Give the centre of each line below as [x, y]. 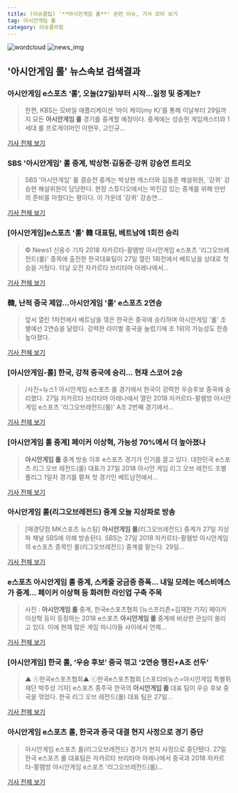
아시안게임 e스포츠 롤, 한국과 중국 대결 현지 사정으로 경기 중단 [106, 732]
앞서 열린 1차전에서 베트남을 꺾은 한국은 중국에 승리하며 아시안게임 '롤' [121, 319]
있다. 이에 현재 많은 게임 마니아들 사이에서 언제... [99, 627]
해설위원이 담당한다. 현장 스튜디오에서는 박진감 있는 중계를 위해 [125, 189]
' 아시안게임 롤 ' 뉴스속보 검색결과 [74, 71]
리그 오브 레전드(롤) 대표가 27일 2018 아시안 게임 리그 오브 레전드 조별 [130, 468]
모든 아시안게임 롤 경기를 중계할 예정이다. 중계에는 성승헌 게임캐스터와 [129, 119]
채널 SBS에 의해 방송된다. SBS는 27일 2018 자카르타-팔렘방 [115, 537]
